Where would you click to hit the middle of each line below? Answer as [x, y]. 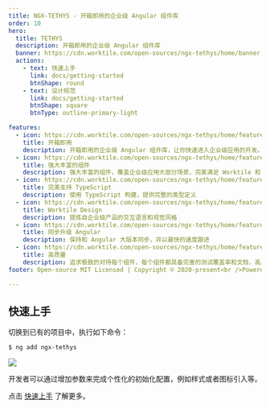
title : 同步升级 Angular [62, 233]
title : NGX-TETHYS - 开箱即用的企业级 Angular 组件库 [94, 16]
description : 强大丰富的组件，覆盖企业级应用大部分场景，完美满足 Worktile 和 [142, 173]
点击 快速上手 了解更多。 [49, 396]
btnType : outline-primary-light [84, 113]
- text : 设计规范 [49, 91]
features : [25, 128]
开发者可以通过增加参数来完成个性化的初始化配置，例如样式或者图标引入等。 [135, 379]
